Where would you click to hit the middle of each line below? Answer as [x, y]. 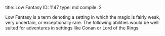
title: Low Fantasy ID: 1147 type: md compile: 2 [54, 7]
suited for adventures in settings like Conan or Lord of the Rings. [73, 28]
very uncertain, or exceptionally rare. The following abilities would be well [82, 23]
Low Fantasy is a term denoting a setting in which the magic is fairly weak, [83, 17]
